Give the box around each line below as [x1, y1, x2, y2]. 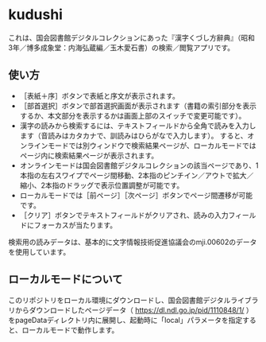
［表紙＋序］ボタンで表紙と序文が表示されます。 [19, 91, 180, 100]
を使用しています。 [8, 247, 71, 256]
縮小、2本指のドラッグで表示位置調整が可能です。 [19, 181, 184, 190]
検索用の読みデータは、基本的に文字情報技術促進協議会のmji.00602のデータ [8, 237, 257, 247]
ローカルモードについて [8, 273, 123, 286]
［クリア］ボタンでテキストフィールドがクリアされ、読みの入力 [19, 210, 229, 220]
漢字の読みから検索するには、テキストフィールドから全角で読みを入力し [19, 121, 256, 130]
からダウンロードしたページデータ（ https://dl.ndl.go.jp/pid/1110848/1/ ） [14, 305, 254, 315]
